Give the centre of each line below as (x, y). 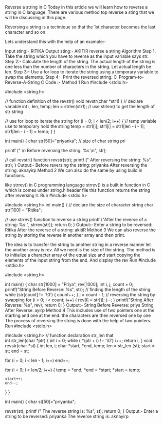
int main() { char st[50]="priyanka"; (41, 402)
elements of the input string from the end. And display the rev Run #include (81, 260)
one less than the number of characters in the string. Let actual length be (78, 67)
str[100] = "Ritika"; (24, 210)
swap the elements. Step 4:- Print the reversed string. (59, 77)
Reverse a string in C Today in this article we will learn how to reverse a (76, 7)
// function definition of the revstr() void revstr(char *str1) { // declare (74, 101)
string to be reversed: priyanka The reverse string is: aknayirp (67, 416)
